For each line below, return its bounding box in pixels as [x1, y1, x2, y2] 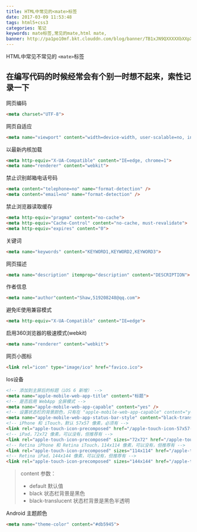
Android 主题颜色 [6, 510, 47, 517]
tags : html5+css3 [6, 19, 49, 25]
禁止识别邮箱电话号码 [6, 174, 57, 181]
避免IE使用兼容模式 [6, 307, 52, 314]
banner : [6, 36, 25, 42]
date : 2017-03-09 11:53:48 [6, 14, 72, 20]
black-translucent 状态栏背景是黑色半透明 [29, 497, 130, 504]
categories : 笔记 [6, 25, 47, 31]
